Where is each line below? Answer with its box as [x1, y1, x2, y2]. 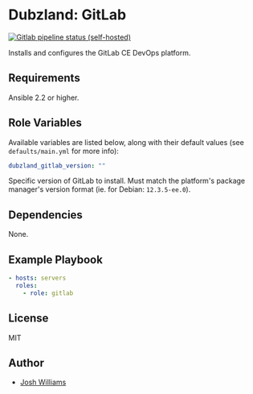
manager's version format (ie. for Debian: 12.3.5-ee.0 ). [8, 185, 191, 194]
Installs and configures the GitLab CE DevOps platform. [8, 48, 191, 57]
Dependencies [8, 208, 83, 222]
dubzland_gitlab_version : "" [8, 161, 106, 170]
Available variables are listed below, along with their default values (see [8, 137, 245, 147]
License [8, 312, 49, 326]
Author [8, 356, 44, 370]
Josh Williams [19, 377, 67, 388]
